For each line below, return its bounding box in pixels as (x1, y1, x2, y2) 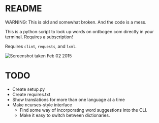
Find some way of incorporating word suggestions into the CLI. (19, 107, 148, 113)
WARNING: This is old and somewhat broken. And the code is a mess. (5, 19, 147, 25)
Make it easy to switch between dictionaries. (19, 112, 110, 118)
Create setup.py (12, 86, 45, 92)
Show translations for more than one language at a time (12, 97, 125, 102)
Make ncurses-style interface (12, 101, 72, 108)
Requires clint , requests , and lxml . (5, 43, 77, 49)
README (5, 3, 42, 14)
